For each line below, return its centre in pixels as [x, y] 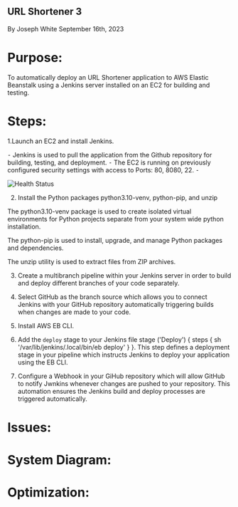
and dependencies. [36, 248]
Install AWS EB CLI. [46, 325]
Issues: [29, 427]
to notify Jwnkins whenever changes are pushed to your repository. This [124, 383]
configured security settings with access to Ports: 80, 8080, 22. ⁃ [103, 169]
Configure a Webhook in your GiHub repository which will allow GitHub [121, 376]
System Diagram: [59, 460]
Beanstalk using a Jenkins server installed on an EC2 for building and [109, 85]
